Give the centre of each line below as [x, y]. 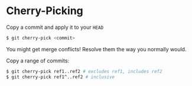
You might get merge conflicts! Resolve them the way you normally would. [96, 49]
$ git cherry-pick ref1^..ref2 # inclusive [61, 77]
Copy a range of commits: [38, 61]
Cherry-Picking [45, 11]
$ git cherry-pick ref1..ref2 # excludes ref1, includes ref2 [84, 71]
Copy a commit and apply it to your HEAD [55, 27]
